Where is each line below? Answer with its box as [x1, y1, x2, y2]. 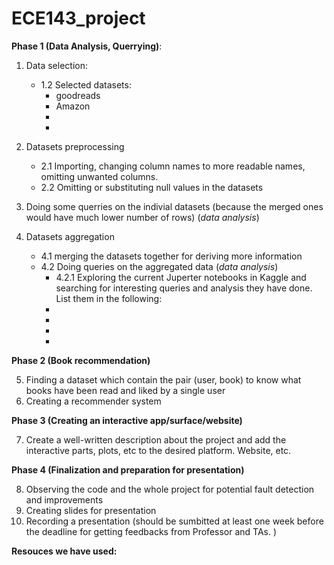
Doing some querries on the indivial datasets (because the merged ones [25, 200, 324, 212]
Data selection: [25, 59, 88, 71]
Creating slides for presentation [25, 504, 157, 516]
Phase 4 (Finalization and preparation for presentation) [11, 463, 245, 476]
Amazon [55, 100, 91, 112]
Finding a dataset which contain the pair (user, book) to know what [25, 373, 302, 386]
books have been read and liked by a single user [25, 384, 226, 396]
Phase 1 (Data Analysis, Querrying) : [11, 40, 163, 52]
